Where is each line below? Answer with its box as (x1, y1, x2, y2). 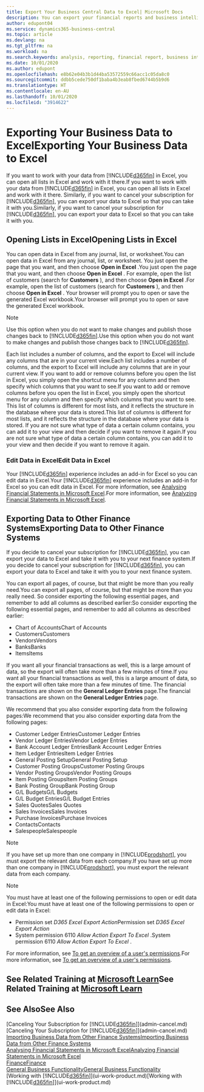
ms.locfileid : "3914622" (6, 99, 69, 105)
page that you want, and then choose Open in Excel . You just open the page (6, 263, 197, 271)
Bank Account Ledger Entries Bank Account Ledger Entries (15, 743, 162, 751)
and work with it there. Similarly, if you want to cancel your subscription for (6, 191, 194, 198)
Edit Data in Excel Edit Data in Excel (6, 456, 110, 465)
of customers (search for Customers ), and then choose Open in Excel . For (6, 276, 195, 283)
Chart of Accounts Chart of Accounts (15, 624, 107, 631)
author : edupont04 (6, 20, 53, 26)
